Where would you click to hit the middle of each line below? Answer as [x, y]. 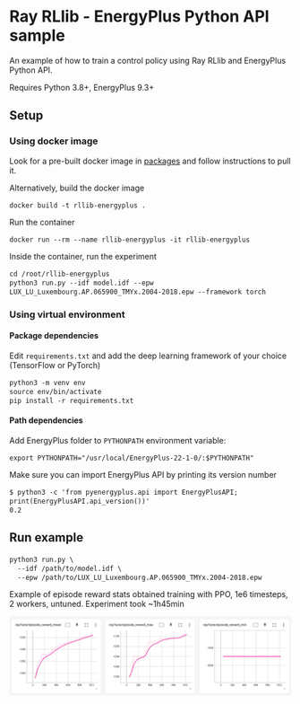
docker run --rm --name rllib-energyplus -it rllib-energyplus [130, 240]
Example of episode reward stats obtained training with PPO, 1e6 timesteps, [149, 594]
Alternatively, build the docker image [77, 188]
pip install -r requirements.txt [72, 400]
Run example [46, 537]
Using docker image [54, 141]
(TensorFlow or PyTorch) [55, 365]
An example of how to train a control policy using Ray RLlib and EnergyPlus [148, 60]
